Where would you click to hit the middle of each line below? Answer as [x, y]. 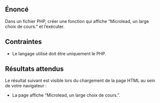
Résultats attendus [34, 69]
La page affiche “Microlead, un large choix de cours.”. [66, 95]
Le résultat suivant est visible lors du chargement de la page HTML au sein [80, 81]
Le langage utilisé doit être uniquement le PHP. [59, 53]
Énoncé [17, 10]
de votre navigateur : [26, 86]
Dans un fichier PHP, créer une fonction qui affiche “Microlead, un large [77, 21]
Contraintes [24, 42]
